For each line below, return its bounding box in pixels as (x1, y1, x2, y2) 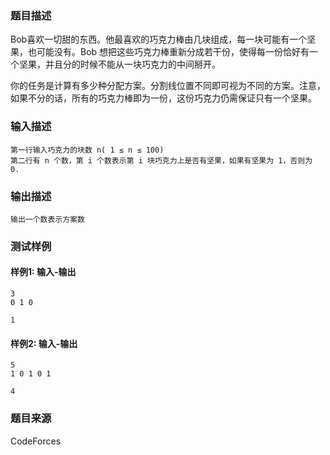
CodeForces (10, 435, 62, 447)
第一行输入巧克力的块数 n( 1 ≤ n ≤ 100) (10, 145, 165, 155)
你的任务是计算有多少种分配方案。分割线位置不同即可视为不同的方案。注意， (10, 80, 326, 92)
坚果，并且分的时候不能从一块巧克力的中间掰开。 (18, 58, 221, 71)
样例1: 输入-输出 (10, 266, 77, 278)
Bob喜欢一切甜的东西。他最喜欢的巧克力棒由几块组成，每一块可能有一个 (10, 33, 308, 46)
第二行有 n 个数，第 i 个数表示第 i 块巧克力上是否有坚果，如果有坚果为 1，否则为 (10, 155, 313, 166)
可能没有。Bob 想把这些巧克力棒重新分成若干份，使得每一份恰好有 (36, 46, 310, 58)
